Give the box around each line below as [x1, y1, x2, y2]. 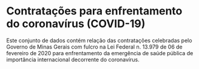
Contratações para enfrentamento [6, 4, 183, 18]
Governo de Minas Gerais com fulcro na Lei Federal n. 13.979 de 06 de [6, 43, 183, 50]
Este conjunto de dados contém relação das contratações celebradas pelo [6, 37, 192, 44]
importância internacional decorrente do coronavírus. [6, 56, 140, 63]
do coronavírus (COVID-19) [6, 17, 146, 31]
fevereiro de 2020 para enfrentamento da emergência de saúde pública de [6, 49, 194, 56]
